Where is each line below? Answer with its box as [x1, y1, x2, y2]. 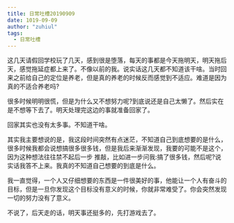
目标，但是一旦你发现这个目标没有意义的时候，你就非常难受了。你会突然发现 [7, 185, 227, 194]
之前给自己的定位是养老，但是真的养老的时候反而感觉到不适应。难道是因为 [13, 74, 227, 82]
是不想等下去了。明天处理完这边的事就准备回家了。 [7, 106, 154, 114]
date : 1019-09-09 [7, 17, 58, 24]
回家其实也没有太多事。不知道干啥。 [7, 121, 111, 129]
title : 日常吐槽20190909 [7, 10, 75, 17]
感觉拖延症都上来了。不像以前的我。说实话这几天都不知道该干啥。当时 [19, 65, 221, 73]
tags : [7, 29, 23, 37]
